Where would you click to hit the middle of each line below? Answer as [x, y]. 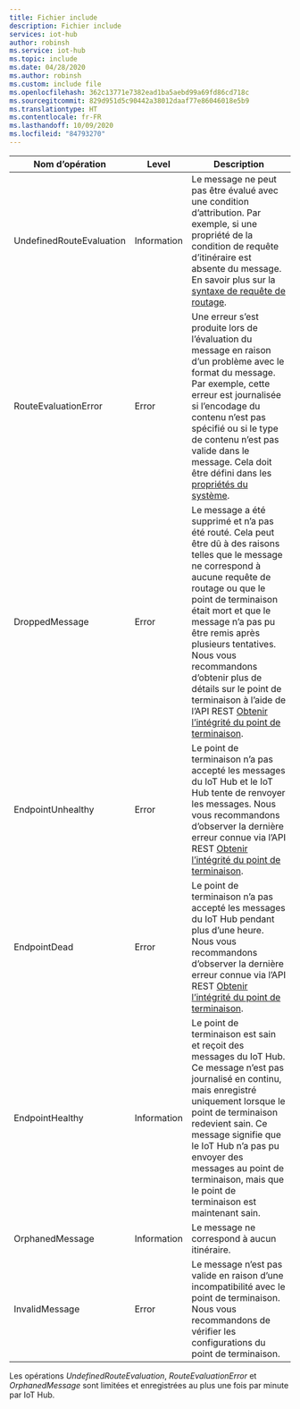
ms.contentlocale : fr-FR [55, 117]
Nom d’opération [70, 164]
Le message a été [229, 510]
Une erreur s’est [225, 316]
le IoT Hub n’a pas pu [235, 1145]
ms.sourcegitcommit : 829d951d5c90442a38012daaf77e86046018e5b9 [129, 101]
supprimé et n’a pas [233, 521]
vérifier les [214, 1331]
